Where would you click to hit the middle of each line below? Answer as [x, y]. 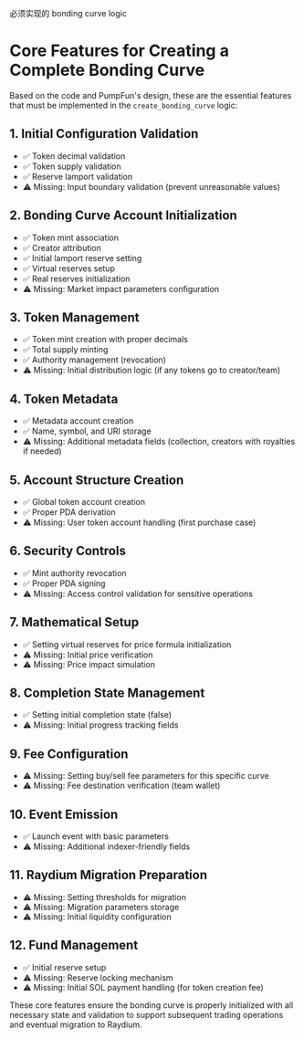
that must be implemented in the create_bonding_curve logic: [124, 105]
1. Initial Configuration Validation [104, 134]
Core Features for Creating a [120, 51]
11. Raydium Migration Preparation [109, 875]
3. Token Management [74, 317]
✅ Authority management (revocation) [94, 360]
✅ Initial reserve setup [64, 967]
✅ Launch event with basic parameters [95, 836]
